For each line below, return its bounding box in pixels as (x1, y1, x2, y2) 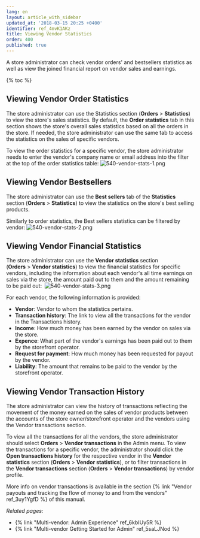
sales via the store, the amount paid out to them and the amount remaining (6, 276, 190, 283)
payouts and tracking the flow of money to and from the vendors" (6, 489, 168, 497)
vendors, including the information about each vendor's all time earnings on (6, 270, 193, 277)
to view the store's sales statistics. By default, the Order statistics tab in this (6, 116, 195, 123)
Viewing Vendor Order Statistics (6, 94, 129, 104)
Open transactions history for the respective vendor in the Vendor (6, 452, 172, 460)
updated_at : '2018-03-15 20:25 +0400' (6, 20, 103, 26)
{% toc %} (6, 76, 32, 84)
